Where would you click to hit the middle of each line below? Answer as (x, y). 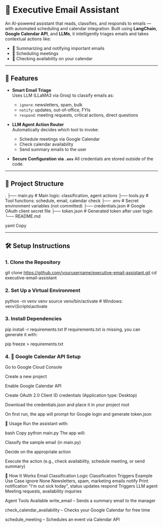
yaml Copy (16, 225)
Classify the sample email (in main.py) (43, 442)
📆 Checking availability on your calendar (52, 58)
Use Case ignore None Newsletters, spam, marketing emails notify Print (77, 481)
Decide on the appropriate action (38, 452)
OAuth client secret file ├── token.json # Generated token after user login (79, 211)
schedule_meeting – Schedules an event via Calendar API (63, 520)
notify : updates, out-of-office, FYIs (55, 110)
